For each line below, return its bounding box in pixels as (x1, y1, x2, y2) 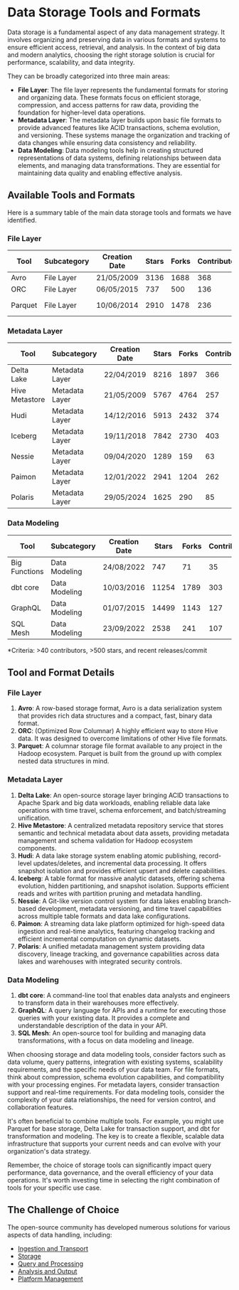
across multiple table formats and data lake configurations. (17, 912, 191, 920)
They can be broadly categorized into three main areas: (7, 72, 171, 80)
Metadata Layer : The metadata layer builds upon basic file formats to (17, 115, 222, 124)
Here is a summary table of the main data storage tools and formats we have (7, 208, 232, 217)
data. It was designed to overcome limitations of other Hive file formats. (17, 734, 228, 743)
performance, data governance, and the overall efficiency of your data (7, 1168, 213, 1177)
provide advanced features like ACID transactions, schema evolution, (17, 123, 221, 132)
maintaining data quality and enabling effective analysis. (17, 169, 183, 177)
